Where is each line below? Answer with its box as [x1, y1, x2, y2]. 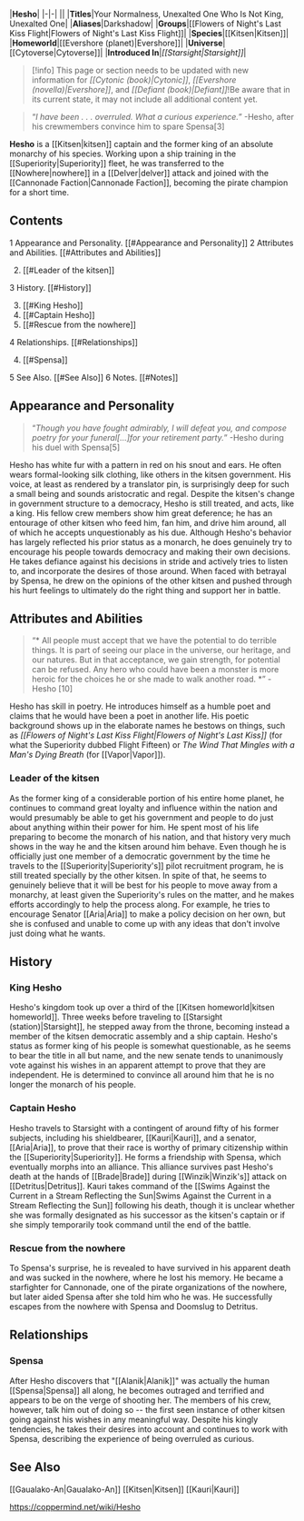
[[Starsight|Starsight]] [162, 47, 244, 58]
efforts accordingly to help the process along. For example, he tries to [9, 899, 270, 910]
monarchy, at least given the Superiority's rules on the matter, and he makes [9, 889, 295, 900]
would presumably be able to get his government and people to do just [9, 811, 274, 822]
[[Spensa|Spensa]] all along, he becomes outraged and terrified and [9, 1385, 265, 1396]
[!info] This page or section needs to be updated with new [31, 65, 250, 75]
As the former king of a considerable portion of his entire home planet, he [9, 792, 285, 803]
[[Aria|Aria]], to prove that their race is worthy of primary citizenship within [9, 1141, 289, 1153]
